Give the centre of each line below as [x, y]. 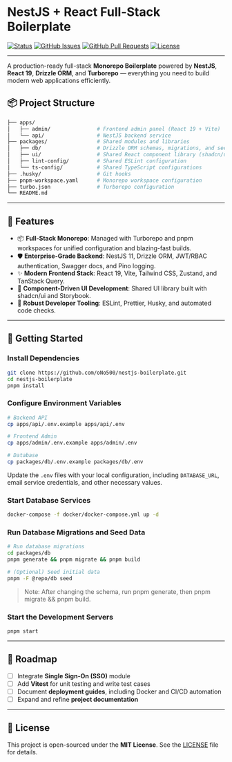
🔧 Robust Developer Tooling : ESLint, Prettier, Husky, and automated [114, 303]
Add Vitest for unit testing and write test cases [84, 684]
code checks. [37, 310]
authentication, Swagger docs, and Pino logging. [86, 266]
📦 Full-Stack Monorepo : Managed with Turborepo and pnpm [105, 239]
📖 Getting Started [45, 338]
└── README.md [28, 193]
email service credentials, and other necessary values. [85, 482]
